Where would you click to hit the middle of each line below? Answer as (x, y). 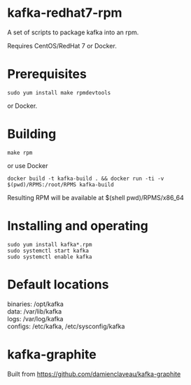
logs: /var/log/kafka (35, 318)
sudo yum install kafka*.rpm (50, 244)
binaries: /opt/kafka (36, 304)
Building (32, 134)
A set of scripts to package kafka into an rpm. (73, 32)
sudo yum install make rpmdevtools (59, 92)
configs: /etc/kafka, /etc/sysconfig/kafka (66, 326)
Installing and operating (78, 226)
